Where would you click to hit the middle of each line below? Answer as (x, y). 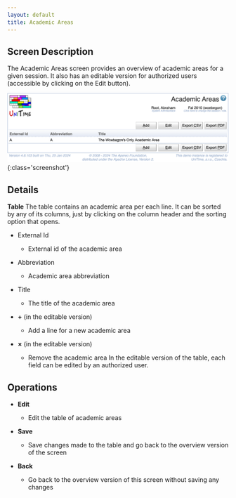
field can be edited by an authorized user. (88, 365)
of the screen (47, 452)
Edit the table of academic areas (75, 418)
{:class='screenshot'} (39, 168)
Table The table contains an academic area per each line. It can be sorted (114, 207)
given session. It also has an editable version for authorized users (102, 76)
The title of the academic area (71, 303)
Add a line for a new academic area (79, 331)
